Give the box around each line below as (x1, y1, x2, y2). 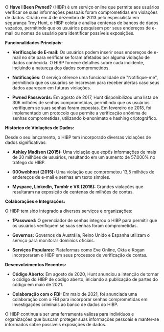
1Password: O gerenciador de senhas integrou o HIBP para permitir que (12, 218, 158, 223)
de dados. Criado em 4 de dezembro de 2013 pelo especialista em (5, 15, 140, 20)
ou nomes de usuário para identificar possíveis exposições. (14, 30, 135, 36)
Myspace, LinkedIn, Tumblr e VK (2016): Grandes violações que (12, 184, 143, 190)
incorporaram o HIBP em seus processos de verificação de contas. (12, 252, 148, 258)
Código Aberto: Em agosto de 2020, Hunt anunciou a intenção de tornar (12, 271, 159, 277)
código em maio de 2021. (12, 282, 64, 287)
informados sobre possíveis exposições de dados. (5, 322, 107, 327)
